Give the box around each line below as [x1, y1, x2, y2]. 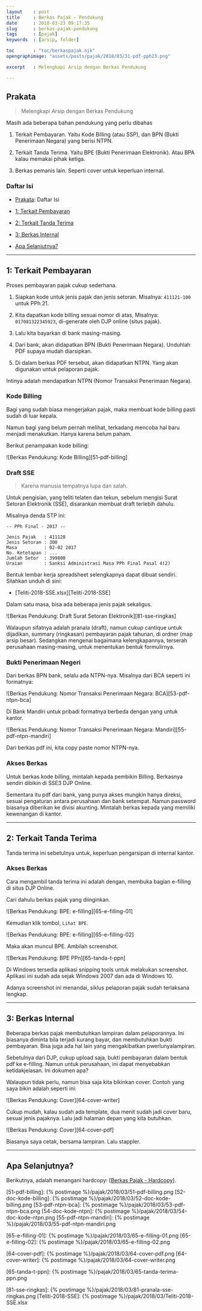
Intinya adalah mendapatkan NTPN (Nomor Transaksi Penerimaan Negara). [6, 377, 192, 384]
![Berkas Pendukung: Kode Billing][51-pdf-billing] [6, 453, 128, 460]
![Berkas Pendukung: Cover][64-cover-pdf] [6, 1126, 114, 1133]
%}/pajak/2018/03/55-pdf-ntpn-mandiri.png [6, 1220, 116, 1228]
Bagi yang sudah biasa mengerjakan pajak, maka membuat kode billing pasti [6, 406, 195, 413]
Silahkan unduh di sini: [6, 577, 62, 584]
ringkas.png [6, 1292, 36, 1300]
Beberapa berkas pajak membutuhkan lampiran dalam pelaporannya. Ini [6, 1029, 185, 1037]
